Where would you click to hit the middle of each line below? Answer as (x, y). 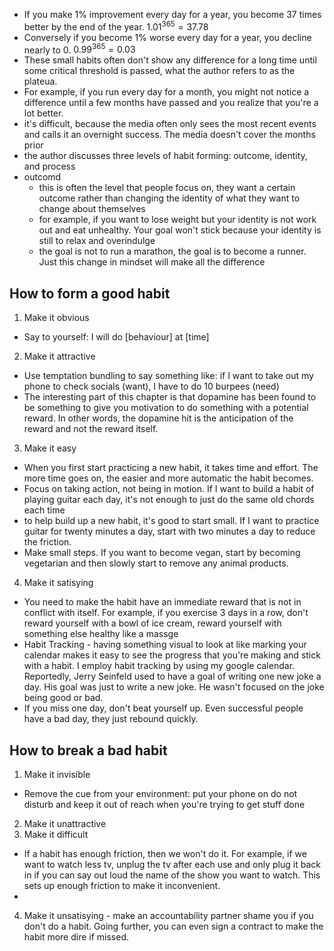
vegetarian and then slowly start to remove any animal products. (156, 563)
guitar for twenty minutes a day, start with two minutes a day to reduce (169, 531)
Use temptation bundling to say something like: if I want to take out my (168, 376)
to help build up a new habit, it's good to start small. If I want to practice (171, 521)
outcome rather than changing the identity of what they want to (169, 198)
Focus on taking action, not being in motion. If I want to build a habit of (169, 489)
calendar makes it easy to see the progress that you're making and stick (172, 655)
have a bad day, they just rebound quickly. (111, 719)
